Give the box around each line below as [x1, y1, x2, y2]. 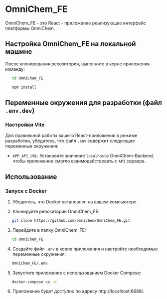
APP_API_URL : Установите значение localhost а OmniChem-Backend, [12, 153, 155, 159]
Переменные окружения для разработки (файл [5, 98, 163, 107]
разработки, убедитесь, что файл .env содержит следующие [5, 138, 135, 144]
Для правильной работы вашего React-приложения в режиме [5, 133, 138, 139]
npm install [11, 85, 37, 90]
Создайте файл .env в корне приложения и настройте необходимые [12, 246, 158, 252]
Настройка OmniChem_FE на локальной [5, 40, 136, 48]
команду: [5, 66, 25, 72]
